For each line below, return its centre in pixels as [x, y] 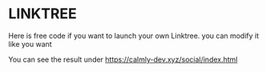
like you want [30, 44]
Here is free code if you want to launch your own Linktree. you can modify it [134, 36]
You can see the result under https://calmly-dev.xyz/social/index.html [123, 59]
